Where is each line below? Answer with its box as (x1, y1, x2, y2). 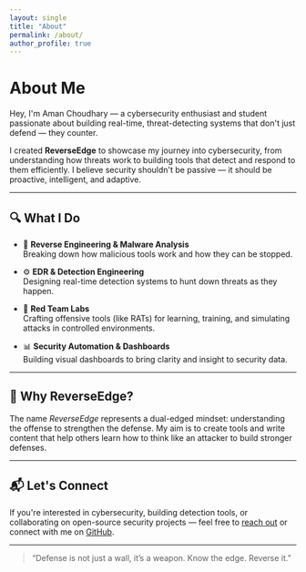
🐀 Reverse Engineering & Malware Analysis (22, 239, 189, 250)
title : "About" (9, 22, 67, 31)
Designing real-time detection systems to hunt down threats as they (22, 276, 278, 287)
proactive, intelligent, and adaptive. (9, 174, 141, 185)
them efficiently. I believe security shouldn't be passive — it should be (9, 165, 272, 176)
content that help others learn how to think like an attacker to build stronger (9, 432, 293, 443)
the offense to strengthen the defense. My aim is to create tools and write (9, 423, 285, 434)
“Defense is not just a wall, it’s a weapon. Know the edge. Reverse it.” (31, 552, 291, 563)
